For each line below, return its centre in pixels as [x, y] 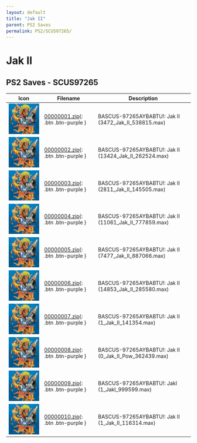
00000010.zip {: [63, 417]
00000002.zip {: [63, 149]
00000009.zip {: [63, 383]
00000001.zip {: [63, 116]
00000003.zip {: [63, 183]
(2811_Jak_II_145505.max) [132, 189]
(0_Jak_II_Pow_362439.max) [133, 356]
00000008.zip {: [63, 350]
